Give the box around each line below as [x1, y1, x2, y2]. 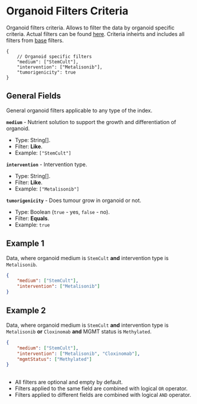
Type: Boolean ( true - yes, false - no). [14, 208, 110, 215]
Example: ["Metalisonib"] [14, 185, 79, 192]
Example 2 [6, 306, 46, 316]
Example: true [14, 221, 50, 228]
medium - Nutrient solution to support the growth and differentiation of [6, 118, 177, 125]
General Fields [6, 91, 61, 101]
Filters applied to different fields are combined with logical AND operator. [14, 391, 192, 398]
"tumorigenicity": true [17, 69, 76, 76]
